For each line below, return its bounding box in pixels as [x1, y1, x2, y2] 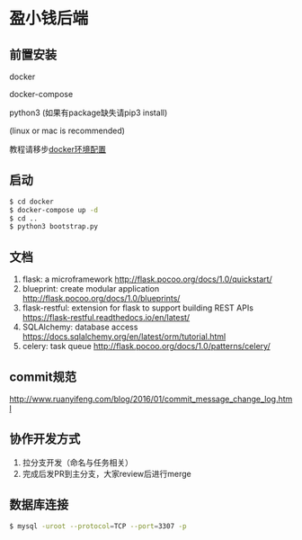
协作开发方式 [9, 431, 81, 446]
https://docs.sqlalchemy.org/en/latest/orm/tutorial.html [22, 331, 226, 342]
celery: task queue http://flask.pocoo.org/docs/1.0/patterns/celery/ [22, 341, 271, 352]
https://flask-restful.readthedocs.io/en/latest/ [22, 312, 191, 323]
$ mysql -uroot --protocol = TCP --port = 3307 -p [9, 521, 187, 531]
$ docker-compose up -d [9, 205, 99, 214]
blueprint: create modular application [22, 283, 160, 294]
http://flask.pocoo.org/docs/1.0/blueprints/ [22, 293, 181, 304]
